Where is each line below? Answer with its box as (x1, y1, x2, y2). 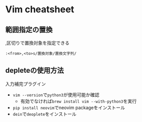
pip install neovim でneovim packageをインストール (12, 104, 126, 111)
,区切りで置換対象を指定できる (5, 40, 70, 46)
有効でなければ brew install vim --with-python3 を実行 (20, 98, 137, 104)
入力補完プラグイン (5, 80, 46, 87)
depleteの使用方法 (5, 66, 64, 75)
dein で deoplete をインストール (12, 111, 77, 117)
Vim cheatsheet (5, 4, 74, 15)
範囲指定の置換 (5, 25, 53, 34)
